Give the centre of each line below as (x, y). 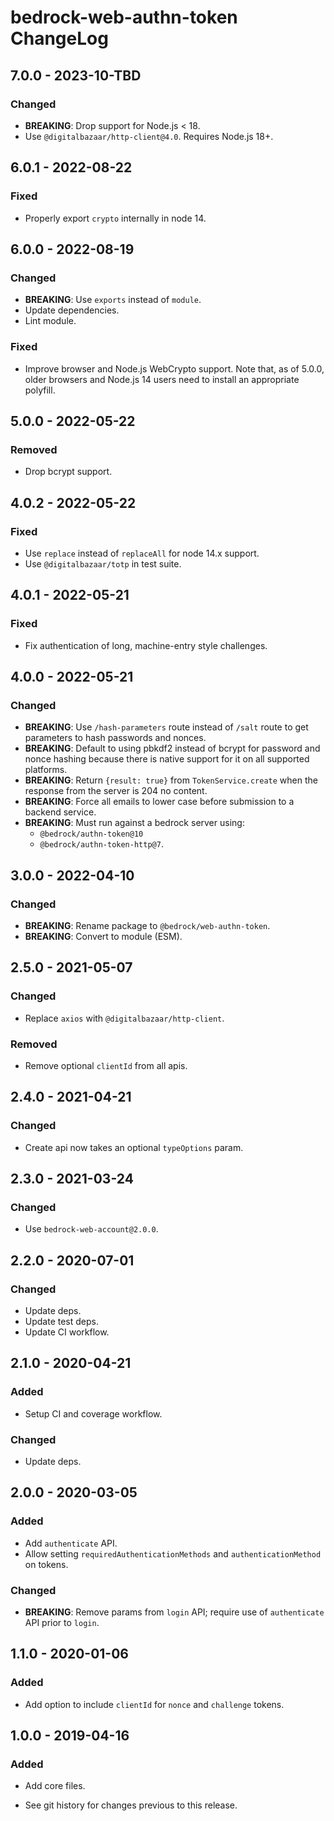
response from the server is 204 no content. (116, 791)
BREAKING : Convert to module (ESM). (103, 936)
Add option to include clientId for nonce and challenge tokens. (154, 1704)
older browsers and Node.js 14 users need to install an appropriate (162, 379)
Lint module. (50, 321)
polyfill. (40, 390)
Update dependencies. (72, 310)
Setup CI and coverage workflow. (93, 1413)
